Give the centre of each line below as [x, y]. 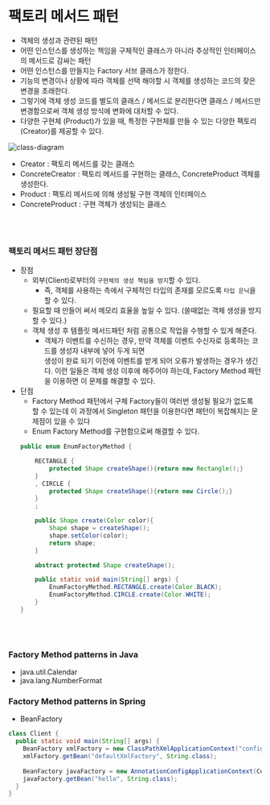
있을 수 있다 [72, 421]
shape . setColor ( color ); [89, 535]
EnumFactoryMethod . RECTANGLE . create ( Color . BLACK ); [136, 587]
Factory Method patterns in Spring [77, 702]
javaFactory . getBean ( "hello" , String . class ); [100, 778]
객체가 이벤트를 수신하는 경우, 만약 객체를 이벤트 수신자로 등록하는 [147, 341]
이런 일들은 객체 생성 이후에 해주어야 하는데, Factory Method [151, 371]
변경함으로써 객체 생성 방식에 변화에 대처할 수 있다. [99, 110]
